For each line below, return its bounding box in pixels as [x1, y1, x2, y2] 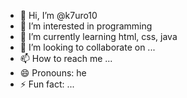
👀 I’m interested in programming [19, 20, 153, 32]
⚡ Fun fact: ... [19, 78, 75, 90]
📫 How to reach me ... [19, 53, 113, 64]
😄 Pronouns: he [19, 67, 87, 79]
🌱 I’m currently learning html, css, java [19, 31, 178, 42]
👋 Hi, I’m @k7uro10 [19, 10, 98, 21]
